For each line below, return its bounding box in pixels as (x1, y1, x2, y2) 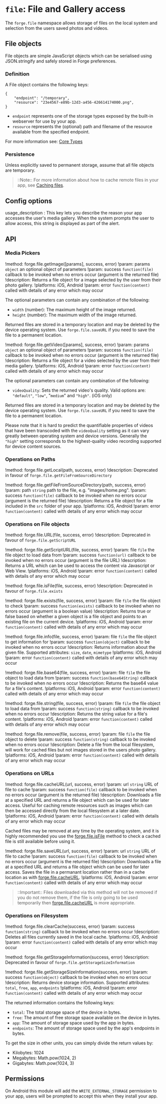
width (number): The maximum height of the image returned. (12, 306, 136, 312)
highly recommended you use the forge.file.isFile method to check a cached (5, 833, 161, 839)
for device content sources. (5, 443, 61, 449)
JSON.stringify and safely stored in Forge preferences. (5, 58, 117, 64)
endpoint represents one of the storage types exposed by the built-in (12, 113, 154, 119)
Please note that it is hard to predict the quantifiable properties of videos (5, 422, 154, 428)
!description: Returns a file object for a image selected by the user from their (5, 276, 162, 282)
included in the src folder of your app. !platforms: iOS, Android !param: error (5, 503, 161, 509)
